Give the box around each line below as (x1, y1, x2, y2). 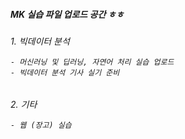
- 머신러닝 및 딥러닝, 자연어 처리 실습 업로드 (10, 57, 175, 67)
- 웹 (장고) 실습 (10, 120, 72, 130)
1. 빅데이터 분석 (10, 35, 70, 47)
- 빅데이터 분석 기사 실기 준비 (10, 67, 120, 78)
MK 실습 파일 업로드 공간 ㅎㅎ (10, 8, 125, 20)
